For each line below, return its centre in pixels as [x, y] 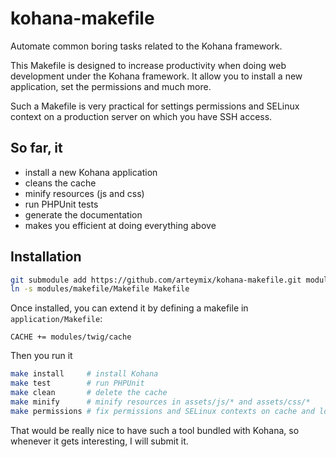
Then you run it [41, 356]
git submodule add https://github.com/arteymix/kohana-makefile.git [156, 280]
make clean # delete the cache [89, 393]
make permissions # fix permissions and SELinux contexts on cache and [162, 411]
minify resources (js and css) [84, 193]
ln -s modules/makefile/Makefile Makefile [100, 289]
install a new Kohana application [91, 172]
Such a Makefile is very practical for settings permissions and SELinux [155, 106]
